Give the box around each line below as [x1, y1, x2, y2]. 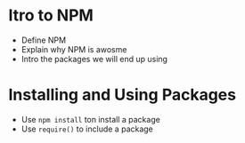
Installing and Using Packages [8, 85, 237, 105]
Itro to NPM [8, 5, 94, 26]
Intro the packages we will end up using [20, 53, 168, 64]
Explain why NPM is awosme [20, 44, 127, 54]
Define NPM [20, 35, 67, 45]
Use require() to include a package [20, 123, 153, 134]
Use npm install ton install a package [20, 114, 161, 124]
